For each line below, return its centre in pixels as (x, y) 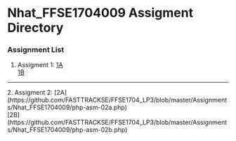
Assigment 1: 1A (40, 65)
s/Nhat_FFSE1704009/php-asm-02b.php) (67, 130)
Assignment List (36, 50)
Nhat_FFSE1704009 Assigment (100, 13)
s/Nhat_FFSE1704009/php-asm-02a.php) (67, 107)
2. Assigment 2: (30, 93)
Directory (35, 28)
